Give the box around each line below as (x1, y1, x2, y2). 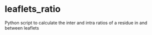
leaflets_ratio (4, 3, 61, 15)
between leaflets (4, 25, 39, 31)
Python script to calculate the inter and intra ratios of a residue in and (4, 20, 147, 26)
